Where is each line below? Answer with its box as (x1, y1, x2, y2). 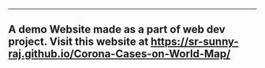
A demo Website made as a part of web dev (8, 23, 226, 36)
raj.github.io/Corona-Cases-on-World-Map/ (8, 48, 231, 61)
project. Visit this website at (8, 35, 149, 48)
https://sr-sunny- (151, 35, 239, 48)
